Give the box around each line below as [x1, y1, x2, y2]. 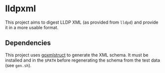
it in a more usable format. [5, 24, 59, 30]
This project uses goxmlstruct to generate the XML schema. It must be [5, 52, 149, 58]
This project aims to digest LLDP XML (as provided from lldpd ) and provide [5, 19, 159, 25]
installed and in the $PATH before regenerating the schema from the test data [5, 57, 161, 63]
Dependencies [5, 39, 51, 47]
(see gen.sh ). [5, 62, 32, 68]
